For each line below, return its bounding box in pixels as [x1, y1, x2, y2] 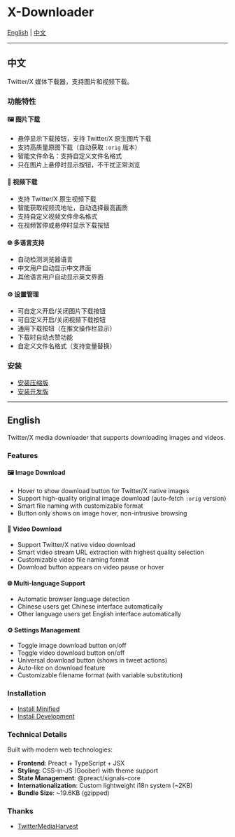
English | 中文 [7, 28, 47, 36]
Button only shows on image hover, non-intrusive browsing [17, 509, 187, 517]
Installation [7, 689, 47, 698]
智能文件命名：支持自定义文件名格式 [17, 151, 122, 160]
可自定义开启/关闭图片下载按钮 [17, 307, 106, 315]
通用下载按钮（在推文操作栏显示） [17, 324, 116, 333]
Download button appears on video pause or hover [17, 562, 164, 571]
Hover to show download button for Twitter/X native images [17, 486, 190, 494]
